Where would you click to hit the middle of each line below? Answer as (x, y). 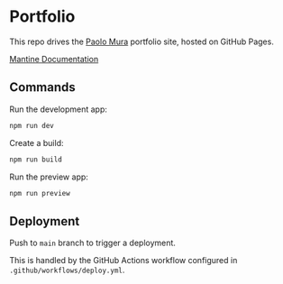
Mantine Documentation (54, 59)
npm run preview (40, 193)
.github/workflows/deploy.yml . (67, 270)
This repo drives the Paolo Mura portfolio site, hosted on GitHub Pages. (142, 41)
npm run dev (32, 125)
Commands (43, 87)
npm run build (36, 160)
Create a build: (37, 142)
